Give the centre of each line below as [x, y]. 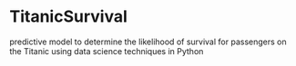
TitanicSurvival [68, 17]
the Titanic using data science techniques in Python [107, 51]
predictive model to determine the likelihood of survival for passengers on [148, 42]
